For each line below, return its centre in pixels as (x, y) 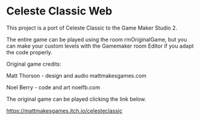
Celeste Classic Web (59, 11)
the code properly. (29, 52)
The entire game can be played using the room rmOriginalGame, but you (97, 39)
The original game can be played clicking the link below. (76, 99)
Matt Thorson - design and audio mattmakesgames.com (76, 75)
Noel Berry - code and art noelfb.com (53, 87)
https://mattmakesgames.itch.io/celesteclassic (65, 110)
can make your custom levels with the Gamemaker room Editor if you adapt (100, 46)
